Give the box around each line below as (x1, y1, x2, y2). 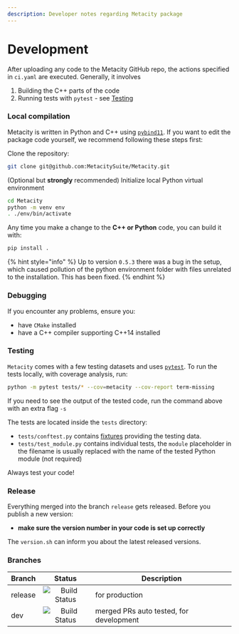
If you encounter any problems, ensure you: (7, 307, 136, 315)
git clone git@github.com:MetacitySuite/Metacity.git (7, 163, 171, 170)
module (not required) (17, 454, 83, 463)
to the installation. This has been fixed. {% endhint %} (7, 272, 166, 282)
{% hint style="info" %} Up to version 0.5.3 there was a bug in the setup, (7, 257, 222, 266)
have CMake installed (17, 320, 77, 329)
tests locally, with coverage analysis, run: (7, 369, 128, 378)
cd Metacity (7, 197, 43, 204)
